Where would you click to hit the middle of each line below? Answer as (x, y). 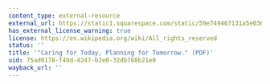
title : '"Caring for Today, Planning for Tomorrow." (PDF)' (111, 53)
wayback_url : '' (35, 68)
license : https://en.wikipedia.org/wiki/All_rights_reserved (113, 38)
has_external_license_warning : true (70, 30)
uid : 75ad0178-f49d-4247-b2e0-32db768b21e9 (82, 61)
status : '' (27, 46)
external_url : (32, 23)
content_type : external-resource (64, 16)
